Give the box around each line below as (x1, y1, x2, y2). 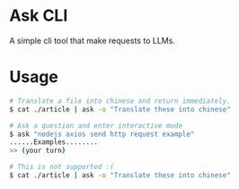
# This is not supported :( (9, 163, 115, 172)
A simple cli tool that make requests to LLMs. (9, 35, 175, 46)
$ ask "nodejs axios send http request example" (9, 130, 195, 139)
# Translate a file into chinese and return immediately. (9, 96, 231, 105)
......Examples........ (9, 138, 99, 147)
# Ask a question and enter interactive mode (9, 121, 182, 130)
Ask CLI (9, 5, 68, 26)
